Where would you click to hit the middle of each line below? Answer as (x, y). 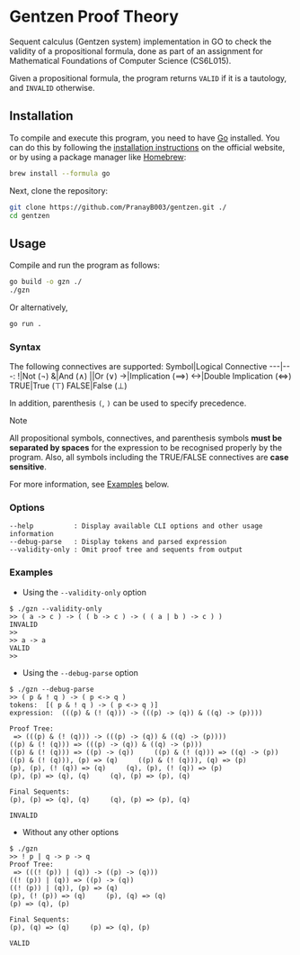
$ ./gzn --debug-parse (52, 689)
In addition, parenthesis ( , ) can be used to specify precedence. (128, 404)
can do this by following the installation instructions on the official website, (147, 147)
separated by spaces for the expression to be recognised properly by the (146, 448)
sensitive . (28, 467)
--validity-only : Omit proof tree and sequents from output (126, 550)
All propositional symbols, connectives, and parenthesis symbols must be (146, 438)
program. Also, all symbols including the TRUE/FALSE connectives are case (149, 458)
